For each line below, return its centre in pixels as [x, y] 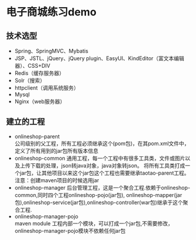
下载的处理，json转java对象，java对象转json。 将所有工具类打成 [108, 165]
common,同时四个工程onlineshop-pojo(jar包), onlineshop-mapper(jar [98, 195]
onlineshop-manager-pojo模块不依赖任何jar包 [70, 231]
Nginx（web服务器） [40, 101]
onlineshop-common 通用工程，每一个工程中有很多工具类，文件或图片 [100, 158]
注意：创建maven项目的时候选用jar [57, 180]
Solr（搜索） [30, 80]
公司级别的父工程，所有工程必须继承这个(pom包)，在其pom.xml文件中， [102, 143]
